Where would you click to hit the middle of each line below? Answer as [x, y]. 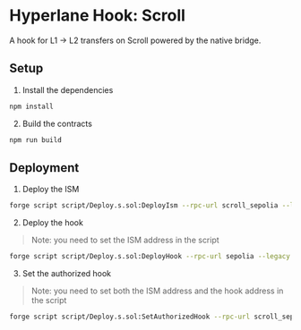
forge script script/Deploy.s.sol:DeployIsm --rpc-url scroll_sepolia [144, 206]
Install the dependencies [68, 89]
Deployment [44, 168]
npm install [31, 106]
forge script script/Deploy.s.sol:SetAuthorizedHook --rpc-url [130, 317]
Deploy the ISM [51, 190]
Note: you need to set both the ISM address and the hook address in [157, 291]
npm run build [36, 140]
